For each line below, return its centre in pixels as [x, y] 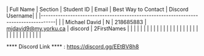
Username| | [22, 16]
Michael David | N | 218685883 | [106, 22]
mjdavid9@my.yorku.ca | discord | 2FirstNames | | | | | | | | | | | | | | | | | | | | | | [102, 28]
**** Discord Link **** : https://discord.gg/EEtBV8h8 [73, 46]
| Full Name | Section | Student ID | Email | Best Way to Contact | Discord [97, 9]
